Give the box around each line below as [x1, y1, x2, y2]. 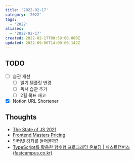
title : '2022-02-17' [5, 7, 49, 13]
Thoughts [5, 113, 37, 122]
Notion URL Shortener [12, 98, 59, 104]
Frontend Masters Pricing [12, 132, 66, 138]
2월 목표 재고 [20, 92, 47, 98]
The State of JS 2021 [12, 126, 57, 132]
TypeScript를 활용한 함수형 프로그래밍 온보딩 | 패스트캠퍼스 [12, 144, 130, 150]
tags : [5, 17, 17, 22]
